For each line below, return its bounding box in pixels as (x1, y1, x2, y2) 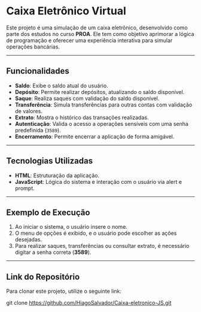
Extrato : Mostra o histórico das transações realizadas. (14, 114, 149, 121)
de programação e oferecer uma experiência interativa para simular (6, 37, 173, 44)
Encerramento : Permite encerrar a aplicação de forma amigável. (14, 133, 175, 140)
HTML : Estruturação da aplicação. (14, 172, 100, 179)
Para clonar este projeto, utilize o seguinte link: (6, 287, 121, 295)
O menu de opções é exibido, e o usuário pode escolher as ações (14, 229, 177, 237)
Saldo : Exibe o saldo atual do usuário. (14, 82, 109, 89)
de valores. (14, 107, 43, 114)
